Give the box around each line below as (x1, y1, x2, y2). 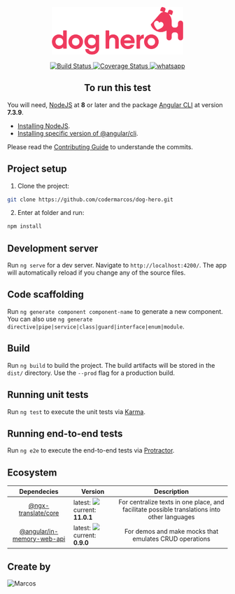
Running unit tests (7, 389, 89, 401)
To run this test (83, 82, 152, 94)
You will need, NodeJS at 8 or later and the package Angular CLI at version (7, 100, 223, 109)
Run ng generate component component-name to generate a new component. (7, 307, 224, 315)
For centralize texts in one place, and (118, 497, 225, 506)
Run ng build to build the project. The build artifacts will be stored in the (7, 361, 215, 369)
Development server (7, 242, 99, 254)
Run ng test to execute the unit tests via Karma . (7, 407, 145, 416)
